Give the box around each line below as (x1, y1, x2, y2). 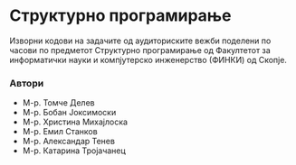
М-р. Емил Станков (22, 126, 98, 137)
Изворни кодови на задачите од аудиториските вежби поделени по (9, 35, 272, 46)
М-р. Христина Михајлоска (22, 116, 129, 127)
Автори (9, 77, 44, 89)
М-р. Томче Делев (22, 97, 95, 108)
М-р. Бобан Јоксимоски (22, 107, 117, 118)
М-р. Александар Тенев (22, 136, 116, 147)
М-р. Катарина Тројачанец (22, 145, 127, 156)
